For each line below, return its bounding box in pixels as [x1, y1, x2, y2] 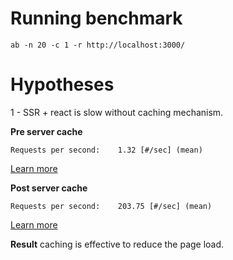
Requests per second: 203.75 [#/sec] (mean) [10, 201, 213, 211]
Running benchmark [10, 7, 183, 30]
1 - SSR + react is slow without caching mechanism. [10, 106, 224, 118]
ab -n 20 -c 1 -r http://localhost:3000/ [10, 40, 186, 50]
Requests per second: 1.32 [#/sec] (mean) [10, 145, 203, 155]
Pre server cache [10, 125, 83, 137]
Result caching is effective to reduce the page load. [10, 238, 225, 250]
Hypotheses [10, 73, 115, 96]
